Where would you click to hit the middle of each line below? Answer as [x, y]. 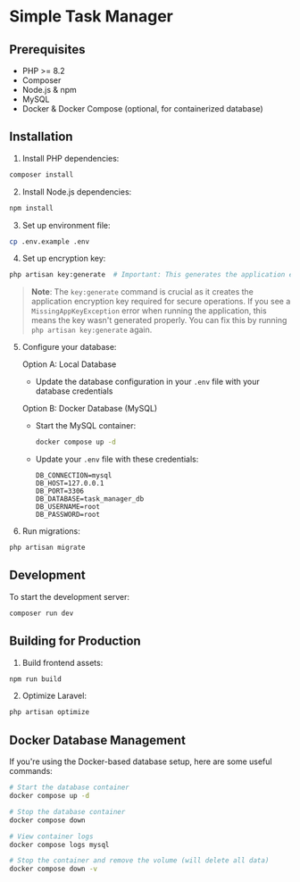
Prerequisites [47, 50]
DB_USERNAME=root [68, 507]
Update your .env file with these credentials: [117, 459]
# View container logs [51, 836]
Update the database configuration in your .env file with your [148, 382]
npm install [31, 208]
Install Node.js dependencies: [77, 191]
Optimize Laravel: [54, 696]
